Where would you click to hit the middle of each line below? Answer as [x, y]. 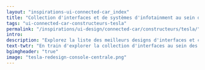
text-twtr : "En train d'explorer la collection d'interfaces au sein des [102, 46]
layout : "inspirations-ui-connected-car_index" [68, 12]
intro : [15, 35]
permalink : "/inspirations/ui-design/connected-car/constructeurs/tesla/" [103, 29]
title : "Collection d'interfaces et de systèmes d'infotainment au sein [101, 18]
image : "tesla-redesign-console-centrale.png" [67, 57]
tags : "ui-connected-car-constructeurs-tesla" [67, 23]
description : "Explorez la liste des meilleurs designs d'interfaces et [101, 40]
